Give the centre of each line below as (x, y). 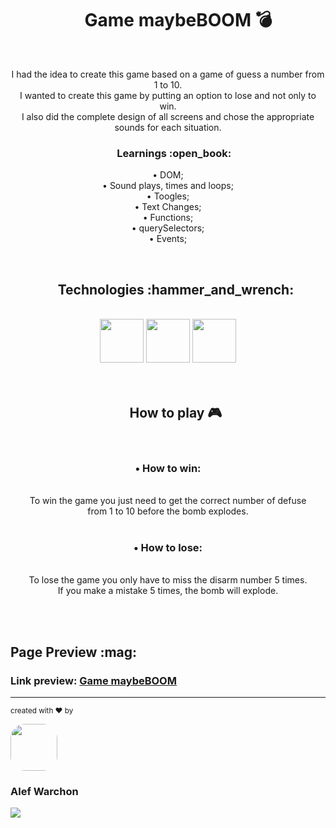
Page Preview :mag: (74, 652)
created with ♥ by (42, 711)
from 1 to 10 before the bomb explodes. (168, 511)
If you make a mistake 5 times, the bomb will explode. (168, 591)
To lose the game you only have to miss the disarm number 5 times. (168, 580)
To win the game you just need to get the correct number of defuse (168, 501)
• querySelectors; (168, 228)
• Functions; (168, 218)
